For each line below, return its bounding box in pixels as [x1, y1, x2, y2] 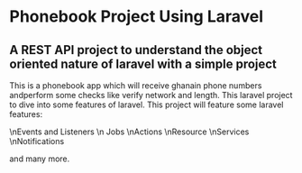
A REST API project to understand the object [9, 42, 263, 58]
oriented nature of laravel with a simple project [9, 56, 278, 71]
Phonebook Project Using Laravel [9, 6, 264, 27]
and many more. [9, 153, 70, 164]
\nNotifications [9, 136, 65, 146]
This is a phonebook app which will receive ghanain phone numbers [9, 80, 262, 91]
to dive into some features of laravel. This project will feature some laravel [9, 99, 284, 110]
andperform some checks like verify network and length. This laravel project [9, 90, 293, 100]
